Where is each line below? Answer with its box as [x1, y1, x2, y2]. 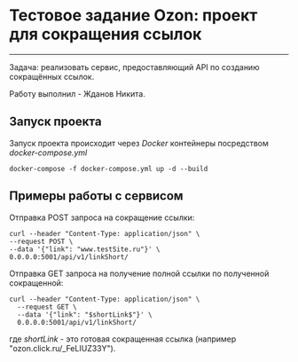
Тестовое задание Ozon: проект [9, 5, 258, 26]
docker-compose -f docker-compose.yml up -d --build [9, 164, 208, 173]
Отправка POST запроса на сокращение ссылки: [9, 212, 195, 223]
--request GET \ [17, 303, 77, 311]
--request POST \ [9, 237, 74, 246]
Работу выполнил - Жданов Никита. [9, 88, 146, 98]
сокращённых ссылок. [9, 71, 95, 82]
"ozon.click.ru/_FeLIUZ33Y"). [9, 342, 116, 353]
